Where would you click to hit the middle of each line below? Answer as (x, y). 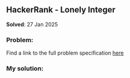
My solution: (25, 68)
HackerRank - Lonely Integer (61, 10)
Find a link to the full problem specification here (65, 53)
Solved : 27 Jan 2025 (32, 24)
